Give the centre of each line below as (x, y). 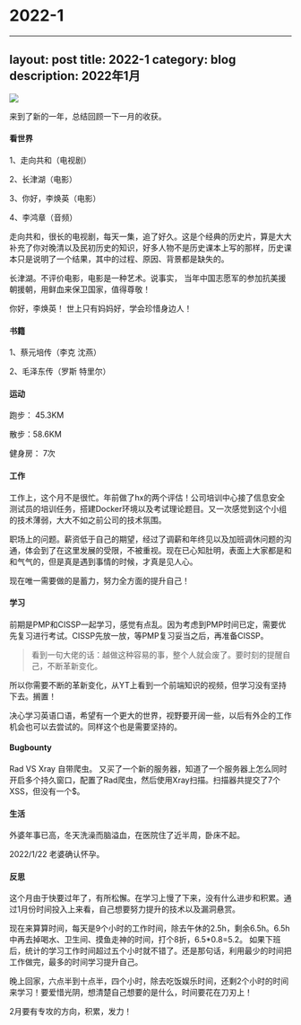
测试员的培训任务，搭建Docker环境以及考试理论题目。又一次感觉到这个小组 (148, 508)
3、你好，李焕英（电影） (55, 198)
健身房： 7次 (32, 454)
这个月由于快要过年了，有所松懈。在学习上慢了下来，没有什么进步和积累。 (146, 898)
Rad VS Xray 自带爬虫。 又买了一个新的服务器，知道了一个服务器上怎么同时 (149, 768)
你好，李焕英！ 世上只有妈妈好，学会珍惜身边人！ (101, 308)
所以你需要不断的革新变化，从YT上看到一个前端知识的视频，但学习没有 (140, 685)
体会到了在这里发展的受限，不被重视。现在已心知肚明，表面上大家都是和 (158, 550)
